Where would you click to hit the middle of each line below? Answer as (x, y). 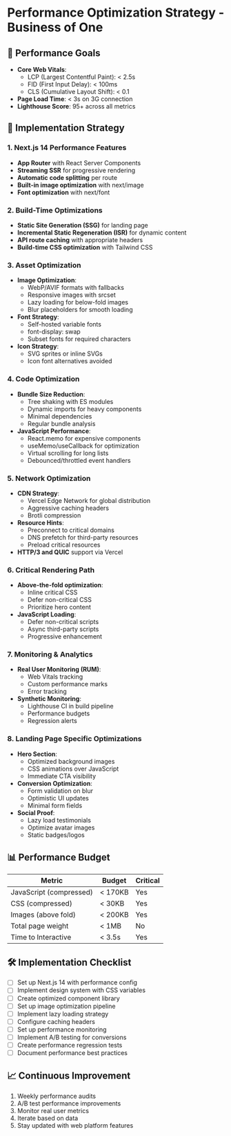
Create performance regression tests (70, 1045)
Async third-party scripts (63, 629)
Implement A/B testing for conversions (72, 1037)
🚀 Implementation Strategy (66, 128)
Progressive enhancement (64, 636)
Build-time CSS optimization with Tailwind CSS (85, 247)
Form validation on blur (60, 791)
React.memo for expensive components (84, 438)
